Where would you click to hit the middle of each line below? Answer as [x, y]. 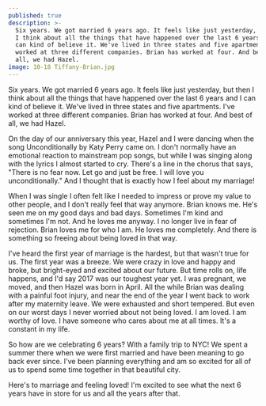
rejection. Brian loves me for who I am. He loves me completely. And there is [133, 230]
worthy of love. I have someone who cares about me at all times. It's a [122, 321]
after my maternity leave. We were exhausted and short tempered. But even [131, 304]
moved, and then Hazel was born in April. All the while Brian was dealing [126, 286]
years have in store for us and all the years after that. [94, 393]
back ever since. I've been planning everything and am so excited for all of [130, 361]
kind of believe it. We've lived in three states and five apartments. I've [122, 106]
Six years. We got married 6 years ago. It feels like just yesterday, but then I [131, 89]
